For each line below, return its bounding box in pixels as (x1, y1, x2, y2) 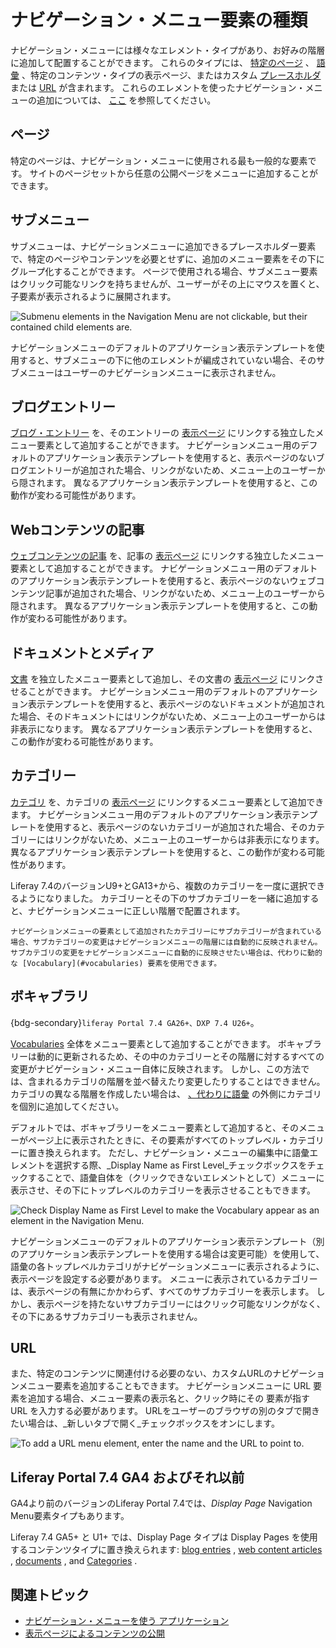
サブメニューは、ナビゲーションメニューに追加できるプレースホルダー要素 (10, 240, 317, 252)
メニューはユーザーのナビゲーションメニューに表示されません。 (18, 366, 282, 378)
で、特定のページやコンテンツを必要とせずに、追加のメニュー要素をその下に (10, 252, 325, 265)
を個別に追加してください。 (10, 1100, 125, 1112)
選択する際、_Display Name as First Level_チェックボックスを (53, 1159, 308, 1171)
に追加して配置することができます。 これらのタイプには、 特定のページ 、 (10, 56, 315, 68)
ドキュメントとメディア (10, 644, 155, 661)
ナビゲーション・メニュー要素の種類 (10, 9, 308, 32)
